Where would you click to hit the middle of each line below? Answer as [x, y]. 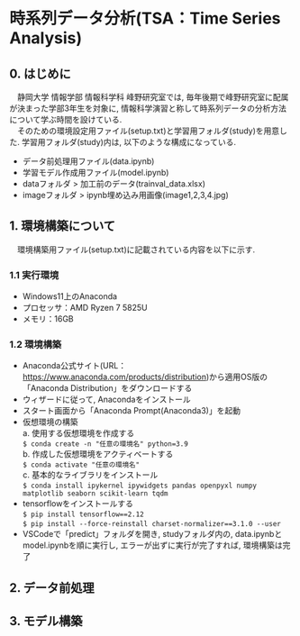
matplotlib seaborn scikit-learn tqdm [95, 494]
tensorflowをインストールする [77, 504]
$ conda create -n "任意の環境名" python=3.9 [105, 444]
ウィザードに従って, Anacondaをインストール [106, 400]
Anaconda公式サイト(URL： [74, 366]
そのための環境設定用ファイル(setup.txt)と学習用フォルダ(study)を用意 [148, 131]
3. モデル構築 [46, 621]
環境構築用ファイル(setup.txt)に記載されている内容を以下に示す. [136, 250]
